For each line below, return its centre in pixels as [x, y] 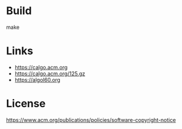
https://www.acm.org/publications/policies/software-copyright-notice [91, 120]
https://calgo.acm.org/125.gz [50, 73]
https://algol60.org [38, 80]
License [26, 104]
